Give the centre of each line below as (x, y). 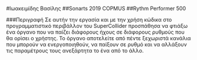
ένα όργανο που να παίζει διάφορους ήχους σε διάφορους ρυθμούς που (95, 32)
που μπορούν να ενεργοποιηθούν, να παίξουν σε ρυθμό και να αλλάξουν (96, 44)
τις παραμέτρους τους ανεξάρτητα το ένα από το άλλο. (75, 51)
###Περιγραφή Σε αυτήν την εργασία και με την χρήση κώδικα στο (89, 20)
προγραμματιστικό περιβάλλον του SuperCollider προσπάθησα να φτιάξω (97, 26)
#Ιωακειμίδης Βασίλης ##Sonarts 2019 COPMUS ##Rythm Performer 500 (96, 8)
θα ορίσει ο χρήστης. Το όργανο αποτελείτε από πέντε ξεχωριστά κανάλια (98, 38)
